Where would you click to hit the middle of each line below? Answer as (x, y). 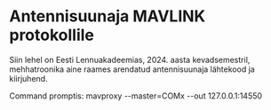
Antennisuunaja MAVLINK (108, 16)
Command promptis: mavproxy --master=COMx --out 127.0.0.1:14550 (136, 96)
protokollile (52, 35)
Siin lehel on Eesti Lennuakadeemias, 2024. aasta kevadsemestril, (130, 59)
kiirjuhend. (28, 78)
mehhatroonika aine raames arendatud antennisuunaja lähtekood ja (132, 69)
